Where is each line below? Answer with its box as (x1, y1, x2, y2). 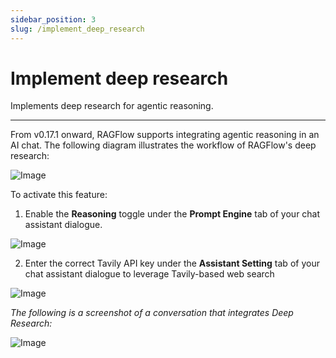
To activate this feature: (10, 189, 108, 201)
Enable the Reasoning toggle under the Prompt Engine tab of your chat (24, 208, 321, 220)
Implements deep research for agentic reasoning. (10, 100, 214, 112)
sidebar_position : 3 (10, 14, 97, 25)
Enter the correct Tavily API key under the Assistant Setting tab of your (24, 257, 320, 270)
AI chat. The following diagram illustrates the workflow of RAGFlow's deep (10, 139, 317, 151)
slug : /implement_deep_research (10, 24, 145, 34)
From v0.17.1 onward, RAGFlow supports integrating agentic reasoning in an (10, 129, 320, 141)
